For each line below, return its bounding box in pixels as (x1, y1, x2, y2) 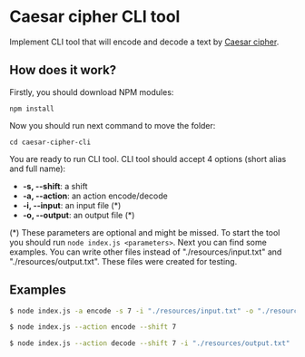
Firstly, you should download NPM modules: (9, 86, 174, 97)
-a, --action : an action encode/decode (22, 190, 168, 201)
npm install (9, 104, 54, 113)
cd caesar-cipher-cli (9, 138, 92, 147)
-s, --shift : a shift (22, 180, 88, 191)
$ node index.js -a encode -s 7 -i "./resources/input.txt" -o (9, 306, 254, 315)
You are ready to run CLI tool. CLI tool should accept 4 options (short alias (9, 153, 287, 164)
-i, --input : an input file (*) (22, 199, 122, 210)
